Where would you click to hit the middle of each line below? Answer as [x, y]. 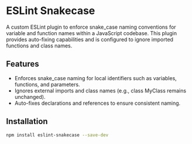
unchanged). [30, 97]
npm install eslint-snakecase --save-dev [57, 135]
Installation [27, 121]
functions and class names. [39, 46]
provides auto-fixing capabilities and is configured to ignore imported [90, 39]
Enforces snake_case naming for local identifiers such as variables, [95, 78]
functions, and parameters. [47, 84]
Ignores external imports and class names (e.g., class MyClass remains [100, 90]
